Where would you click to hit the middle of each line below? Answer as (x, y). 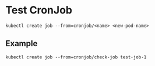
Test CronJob (39, 10)
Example (22, 44)
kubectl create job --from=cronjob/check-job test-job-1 (76, 57)
